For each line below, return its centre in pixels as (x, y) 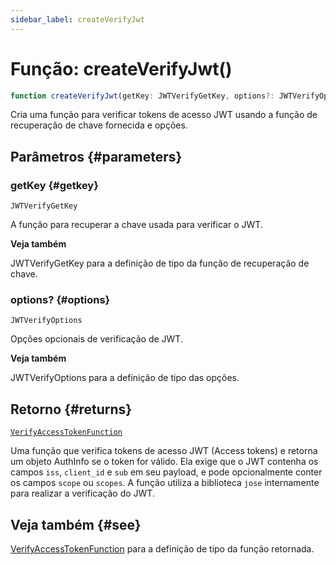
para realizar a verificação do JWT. (82, 493)
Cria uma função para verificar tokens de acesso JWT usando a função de (164, 115)
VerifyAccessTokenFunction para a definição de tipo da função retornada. (162, 549)
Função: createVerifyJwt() (121, 68)
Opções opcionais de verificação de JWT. (96, 339)
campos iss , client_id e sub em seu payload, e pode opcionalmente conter (166, 472)
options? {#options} (60, 300)
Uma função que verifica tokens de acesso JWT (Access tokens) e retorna (164, 451)
